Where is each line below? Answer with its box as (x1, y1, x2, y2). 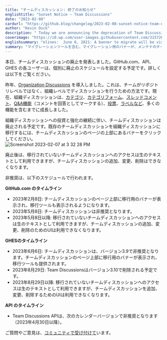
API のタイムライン (5, 302, 44, 308)
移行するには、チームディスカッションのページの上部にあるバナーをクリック (5, 129, 162, 135)
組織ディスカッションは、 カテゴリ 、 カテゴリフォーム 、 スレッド (13, 94, 144, 100)
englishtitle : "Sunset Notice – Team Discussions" (5, 12, 112, 17)
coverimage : (5, 35, 30, 40)
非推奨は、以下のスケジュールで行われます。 (5, 175, 96, 181)
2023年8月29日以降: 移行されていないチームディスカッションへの (12, 279, 147, 285)
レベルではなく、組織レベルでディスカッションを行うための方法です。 (9, 88, 153, 94)
